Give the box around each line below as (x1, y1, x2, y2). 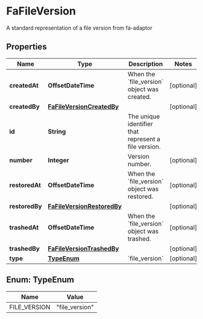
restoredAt (9, 181, 41, 189)
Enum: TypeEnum (6, 275, 74, 285)
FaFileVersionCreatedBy (48, 102, 119, 111)
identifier (127, 120, 153, 128)
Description (128, 59, 163, 68)
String (48, 127, 66, 135)
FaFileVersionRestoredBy (48, 202, 122, 210)
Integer (48, 156, 69, 164)
